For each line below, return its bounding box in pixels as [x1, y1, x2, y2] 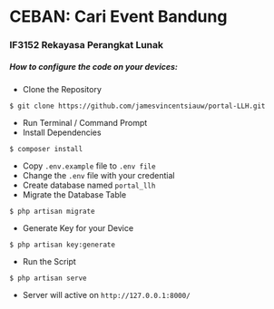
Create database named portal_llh [22, 179, 156, 191]
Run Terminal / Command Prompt [22, 118, 148, 129]
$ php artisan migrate [9, 207, 95, 217]
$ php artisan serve [9, 274, 88, 283]
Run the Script [22, 256, 77, 267]
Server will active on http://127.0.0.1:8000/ [22, 290, 191, 301]
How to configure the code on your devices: [9, 61, 179, 72]
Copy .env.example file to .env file [22, 160, 156, 171]
